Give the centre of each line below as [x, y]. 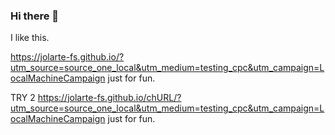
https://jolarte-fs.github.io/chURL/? [109, 98]
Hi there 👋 [35, 16]
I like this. [30, 38]
